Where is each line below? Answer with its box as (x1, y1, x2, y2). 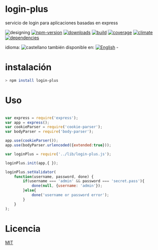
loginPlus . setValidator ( (5, 169, 56, 174)
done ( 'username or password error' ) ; (31, 193, 110, 198)
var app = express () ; (5, 120, 50, 125)
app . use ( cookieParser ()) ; (5, 138, 58, 143)
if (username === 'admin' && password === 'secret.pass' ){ (23, 179, 145, 184)
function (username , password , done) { (14, 174, 94, 179)
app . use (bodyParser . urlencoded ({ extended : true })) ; (5, 143, 112, 148)
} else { (23, 188, 37, 193)
